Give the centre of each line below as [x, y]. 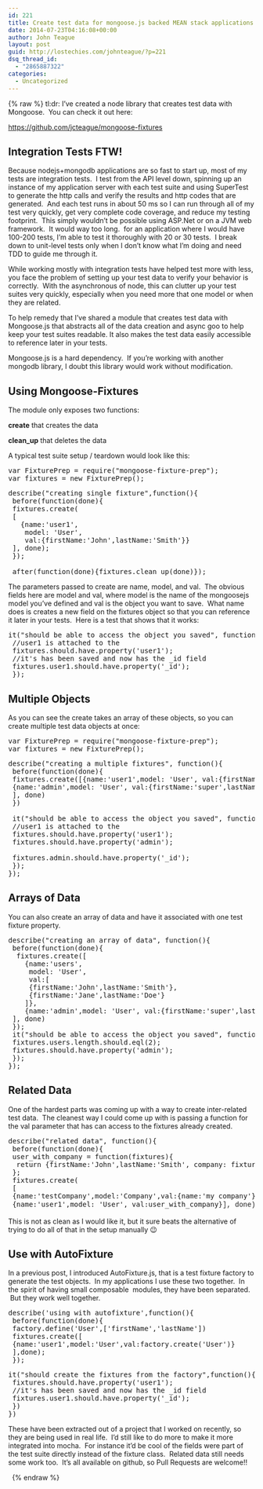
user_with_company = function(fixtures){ [93, 1156]
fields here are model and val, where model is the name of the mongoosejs [129, 595]
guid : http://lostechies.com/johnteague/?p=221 [87, 52]
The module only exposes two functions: [74, 410]
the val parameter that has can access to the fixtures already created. [121, 1126]
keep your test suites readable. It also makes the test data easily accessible [130, 335]
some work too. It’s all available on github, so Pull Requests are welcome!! [128, 1462]
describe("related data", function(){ [83, 1141]
